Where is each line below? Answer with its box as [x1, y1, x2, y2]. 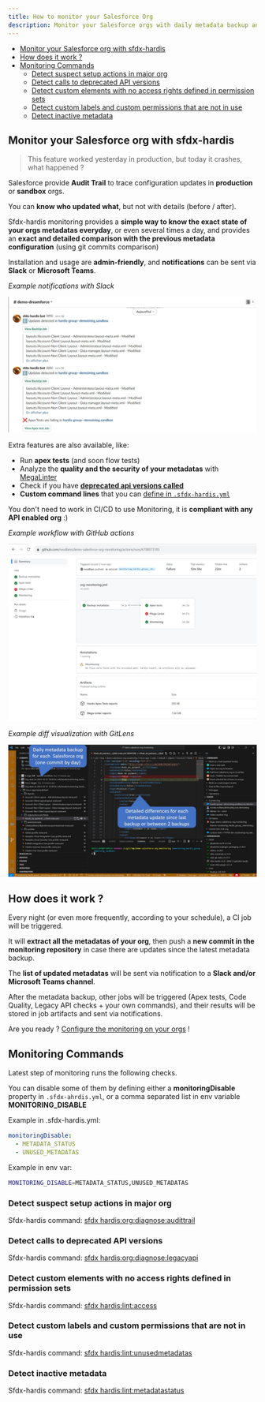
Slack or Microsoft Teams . [8, 266, 96, 275]
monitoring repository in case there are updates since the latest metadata [8, 945, 250, 955]
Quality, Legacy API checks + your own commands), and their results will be [8, 1000, 256, 1010]
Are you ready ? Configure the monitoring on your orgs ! [8, 1024, 191, 1034]
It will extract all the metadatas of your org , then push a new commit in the [8, 937, 255, 946]
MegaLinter [19, 472, 58, 481]
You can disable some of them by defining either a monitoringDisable [8, 1083, 236, 1093]
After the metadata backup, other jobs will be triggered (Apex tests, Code [8, 993, 247, 1002]
